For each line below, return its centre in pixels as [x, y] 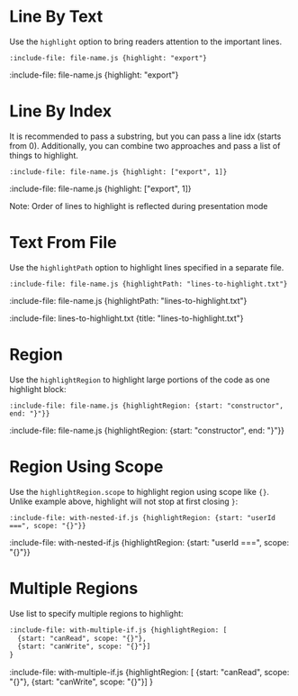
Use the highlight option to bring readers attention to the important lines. [145, 41]
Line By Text [56, 17]
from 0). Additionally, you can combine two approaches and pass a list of [145, 145]
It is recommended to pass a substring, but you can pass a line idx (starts [145, 136]
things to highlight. [44, 155]
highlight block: [38, 389]
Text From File [63, 243]
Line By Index [61, 111]
